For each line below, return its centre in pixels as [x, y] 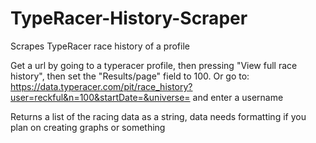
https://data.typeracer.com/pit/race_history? [101, 86]
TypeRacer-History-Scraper [129, 18]
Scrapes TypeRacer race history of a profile [100, 46]
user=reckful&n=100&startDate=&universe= [100, 97]
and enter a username [238, 97]
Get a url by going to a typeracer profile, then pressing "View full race [154, 65]
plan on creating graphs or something [88, 127]
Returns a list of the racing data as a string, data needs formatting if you [158, 116]
